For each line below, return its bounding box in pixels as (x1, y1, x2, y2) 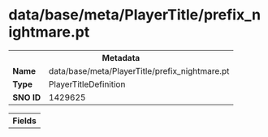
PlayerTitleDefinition (48, 79, 126, 90)
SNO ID (12, 92, 41, 103)
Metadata (102, 52, 140, 63)
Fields (12, 115, 37, 126)
